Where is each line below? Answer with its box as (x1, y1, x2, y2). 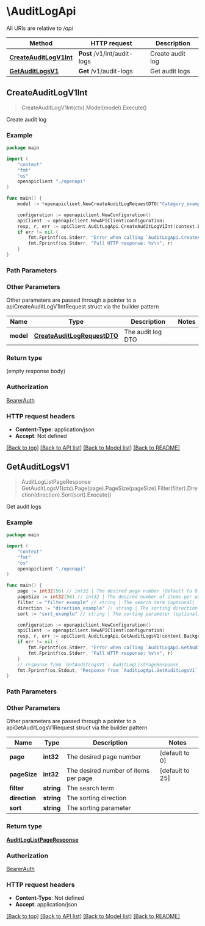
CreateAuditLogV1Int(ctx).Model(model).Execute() (21, 104, 148, 111)
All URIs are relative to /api (6, 24, 73, 32)
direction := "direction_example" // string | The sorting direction (17, 605, 198, 611)
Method (29, 38, 53, 47)
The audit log (124, 328, 162, 337)
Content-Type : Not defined (15, 894, 84, 902)
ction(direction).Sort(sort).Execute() (21, 490, 112, 498)
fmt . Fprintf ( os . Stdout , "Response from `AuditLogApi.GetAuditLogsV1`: (17, 667, 201, 673)
